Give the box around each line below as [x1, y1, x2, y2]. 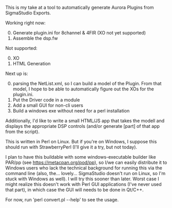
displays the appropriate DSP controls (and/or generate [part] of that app [5, 123, 160, 129]
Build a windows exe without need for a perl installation [12, 108, 130, 114]
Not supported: [5, 45, 37, 51]
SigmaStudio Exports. [5, 10, 51, 16]
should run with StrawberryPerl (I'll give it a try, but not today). [5, 144, 138, 150]
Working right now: [5, 20, 46, 26]
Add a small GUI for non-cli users [12, 102, 84, 108]
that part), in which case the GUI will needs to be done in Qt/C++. [5, 187, 144, 193]
